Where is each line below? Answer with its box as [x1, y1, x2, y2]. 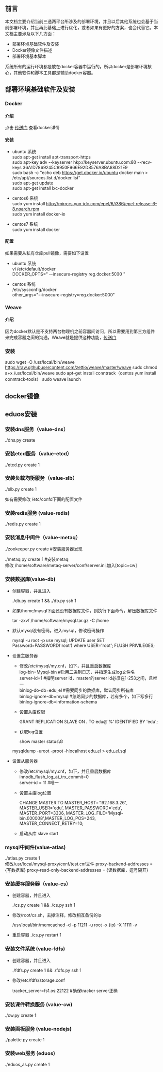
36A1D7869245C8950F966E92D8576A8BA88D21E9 [22, 164, 128, 170]
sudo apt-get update [12, 180, 53, 186]
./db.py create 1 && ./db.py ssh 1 [12, 598, 77, 604]
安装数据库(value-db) [5, 576, 56, 583]
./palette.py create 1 [5, 1037, 45, 1043]
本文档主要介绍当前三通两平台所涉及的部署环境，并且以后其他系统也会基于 [5, 19, 154, 24]
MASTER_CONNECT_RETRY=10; [19, 820, 84, 826]
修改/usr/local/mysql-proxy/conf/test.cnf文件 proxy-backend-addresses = [5, 861, 153, 867]
